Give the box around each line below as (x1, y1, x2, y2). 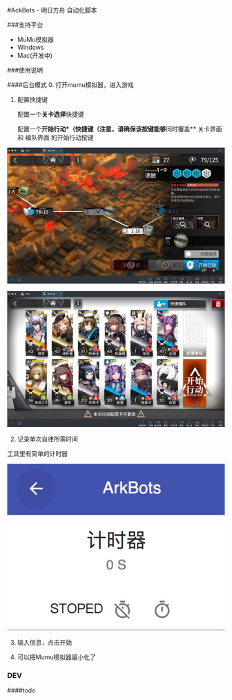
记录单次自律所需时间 (17, 435, 78, 443)
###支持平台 (7, 21, 43, 29)
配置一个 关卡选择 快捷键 (17, 110, 84, 118)
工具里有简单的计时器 (7, 450, 68, 457)
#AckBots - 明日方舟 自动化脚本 (7, 6, 97, 14)
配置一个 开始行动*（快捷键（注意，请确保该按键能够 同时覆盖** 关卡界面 (17, 125, 222, 133)
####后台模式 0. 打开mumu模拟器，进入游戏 (7, 81, 134, 88)
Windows (17, 44, 44, 51)
